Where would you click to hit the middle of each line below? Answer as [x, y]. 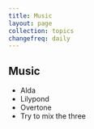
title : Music [30, 16]
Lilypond [35, 99]
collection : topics [41, 31]
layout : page [30, 23]
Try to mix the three [53, 116]
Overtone [36, 108]
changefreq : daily [39, 38]
